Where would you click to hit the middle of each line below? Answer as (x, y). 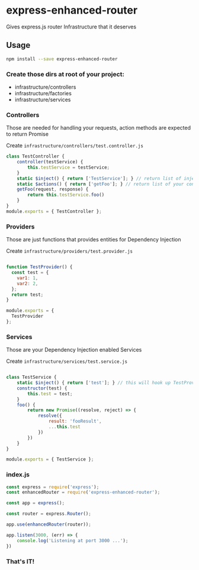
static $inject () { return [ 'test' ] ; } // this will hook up (94, 383)
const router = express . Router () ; (49, 514)
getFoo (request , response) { (53, 189)
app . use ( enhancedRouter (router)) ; (49, 524)
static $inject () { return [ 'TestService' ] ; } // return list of (99, 178)
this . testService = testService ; (69, 167)
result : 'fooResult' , (75, 421)
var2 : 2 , (28, 284)
